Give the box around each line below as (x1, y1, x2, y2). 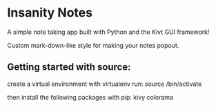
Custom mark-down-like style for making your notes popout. (7, 41, 179, 49)
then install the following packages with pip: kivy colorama (7, 93, 174, 101)
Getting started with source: (7, 61, 131, 73)
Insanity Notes (7, 5, 93, 21)
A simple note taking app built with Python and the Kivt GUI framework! (7, 28, 210, 36)
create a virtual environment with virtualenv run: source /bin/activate (7, 80, 202, 88)
